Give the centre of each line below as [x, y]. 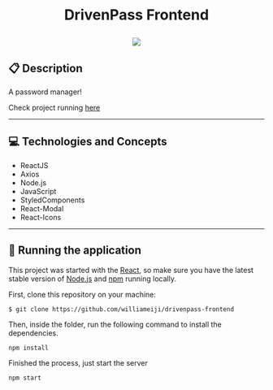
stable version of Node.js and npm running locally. [93, 279]
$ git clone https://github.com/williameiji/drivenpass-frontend [121, 309]
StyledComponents [52, 200]
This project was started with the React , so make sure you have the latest [131, 270]
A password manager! [45, 92]
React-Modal [42, 208]
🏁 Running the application [75, 251]
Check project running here [54, 108]
